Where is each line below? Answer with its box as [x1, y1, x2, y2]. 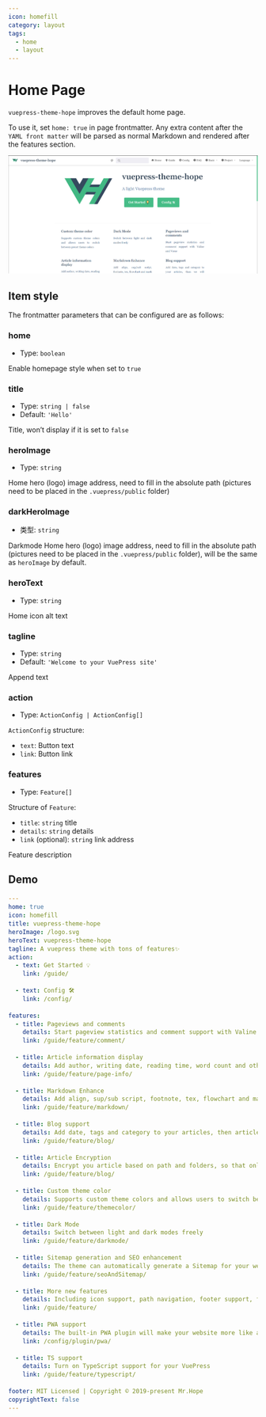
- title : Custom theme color [15, 1187, 112, 1195]
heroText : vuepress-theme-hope [8, 936, 112, 944]
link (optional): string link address [19, 834, 135, 844]
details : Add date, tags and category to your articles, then [22, 1128, 232, 1136]
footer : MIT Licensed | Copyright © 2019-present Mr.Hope [8, 1388, 203, 1396]
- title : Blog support [15, 1120, 90, 1128]
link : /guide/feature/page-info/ [22, 1069, 133, 1078]
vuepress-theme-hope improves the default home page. [8, 108, 186, 117]
